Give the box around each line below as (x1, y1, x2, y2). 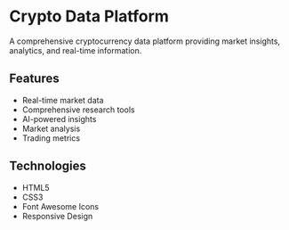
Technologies (9, 159, 87, 174)
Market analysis (21, 123, 81, 134)
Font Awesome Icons (21, 201, 100, 211)
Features (9, 71, 60, 86)
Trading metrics (21, 132, 81, 144)
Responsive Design (21, 210, 93, 221)
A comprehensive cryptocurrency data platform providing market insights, (9, 36, 281, 46)
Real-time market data (21, 94, 104, 105)
